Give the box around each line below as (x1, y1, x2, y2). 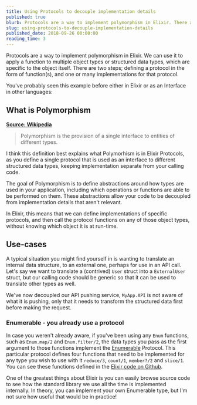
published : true (6, 14, 46, 20)
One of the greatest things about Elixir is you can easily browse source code (6, 374, 191, 382)
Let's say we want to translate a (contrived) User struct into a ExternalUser (6, 268, 186, 275)
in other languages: (6, 89, 53, 95)
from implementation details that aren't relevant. (6, 198, 123, 205)
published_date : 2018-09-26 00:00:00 (6, 31, 98, 36)
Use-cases (6, 239, 47, 249)
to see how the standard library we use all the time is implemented (6, 380, 167, 387)
